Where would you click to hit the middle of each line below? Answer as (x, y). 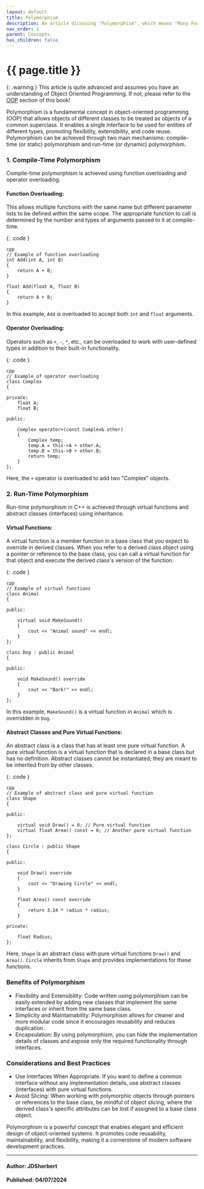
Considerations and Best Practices (59, 1063)
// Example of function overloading (53, 255)
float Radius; (35, 937)
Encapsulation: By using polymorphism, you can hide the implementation (106, 1034)
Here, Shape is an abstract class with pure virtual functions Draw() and (93, 954)
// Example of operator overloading (53, 376)
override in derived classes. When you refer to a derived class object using (100, 548)
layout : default (27, 12)
